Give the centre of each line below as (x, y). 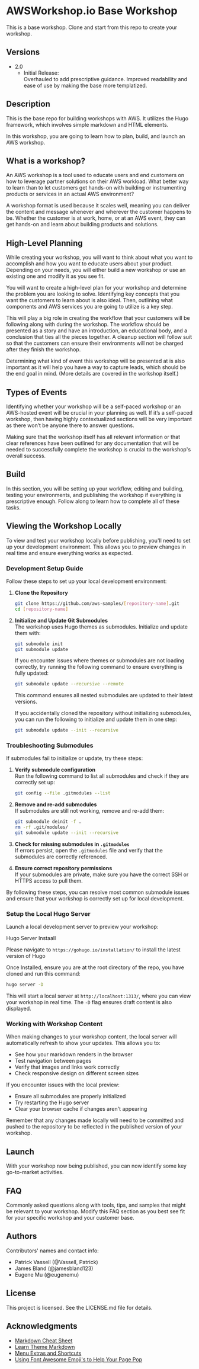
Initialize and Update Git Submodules (61, 620)
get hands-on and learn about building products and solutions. (82, 225)
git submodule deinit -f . (48, 822)
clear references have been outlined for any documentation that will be (93, 443)
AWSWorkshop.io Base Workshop (92, 11)
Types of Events (36, 392)
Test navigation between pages (53, 1061)
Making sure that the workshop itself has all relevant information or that (93, 437)
